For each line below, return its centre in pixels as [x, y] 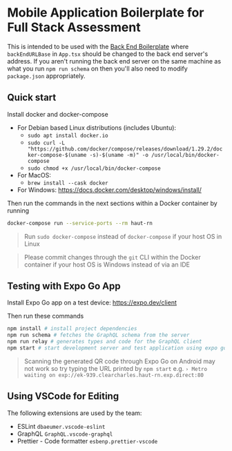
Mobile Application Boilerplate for [106, 13]
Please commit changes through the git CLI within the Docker [113, 257]
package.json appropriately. [46, 76]
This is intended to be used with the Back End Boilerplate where [98, 46]
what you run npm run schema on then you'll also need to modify [97, 68]
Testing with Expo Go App [64, 286]
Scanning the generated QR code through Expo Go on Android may [119, 361]
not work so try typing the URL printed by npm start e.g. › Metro [116, 368]
